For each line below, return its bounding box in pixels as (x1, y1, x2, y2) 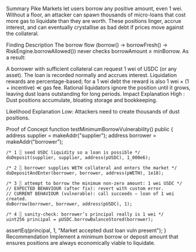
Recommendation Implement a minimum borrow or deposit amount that (6, 233, 179, 240)
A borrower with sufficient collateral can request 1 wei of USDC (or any (6, 65, 177, 72)
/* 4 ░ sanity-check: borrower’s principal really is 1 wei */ (6, 211, 164, 217)
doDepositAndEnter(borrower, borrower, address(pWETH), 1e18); (6, 170, 164, 176)
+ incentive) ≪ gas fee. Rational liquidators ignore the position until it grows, (6, 84, 191, 91)
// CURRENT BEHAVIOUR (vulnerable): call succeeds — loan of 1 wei (6, 191, 175, 197)
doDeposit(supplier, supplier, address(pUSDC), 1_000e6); (6, 155, 151, 161)
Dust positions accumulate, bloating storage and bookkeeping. (6, 97, 157, 104)
